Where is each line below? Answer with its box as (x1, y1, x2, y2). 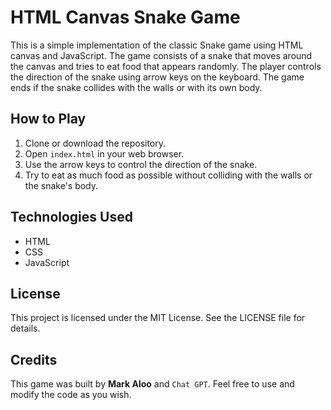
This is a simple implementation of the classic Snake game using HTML (10, 39, 304, 51)
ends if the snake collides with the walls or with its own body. (10, 81, 263, 93)
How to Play (10, 111, 87, 128)
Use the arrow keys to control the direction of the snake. (24, 158, 258, 170)
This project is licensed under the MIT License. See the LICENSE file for (10, 312, 306, 324)
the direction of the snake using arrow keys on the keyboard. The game (10, 71, 305, 83)
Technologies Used (10, 209, 133, 226)
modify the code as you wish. (10, 389, 132, 401)
